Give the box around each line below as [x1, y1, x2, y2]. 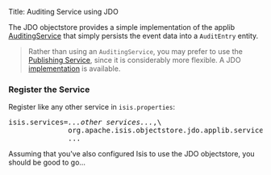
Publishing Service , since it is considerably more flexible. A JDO [27, 56, 241, 65]
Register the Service [8, 84, 90, 95]
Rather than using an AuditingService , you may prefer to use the [27, 47, 244, 56]
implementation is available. [27, 64, 121, 73]
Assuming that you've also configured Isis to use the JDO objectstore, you [8, 149, 256, 159]
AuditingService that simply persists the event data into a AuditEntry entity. [8, 31, 259, 40]
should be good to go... [8, 157, 86, 168]
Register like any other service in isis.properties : [8, 102, 176, 112]
